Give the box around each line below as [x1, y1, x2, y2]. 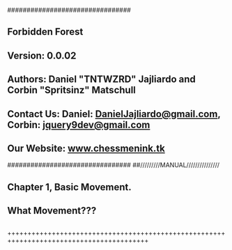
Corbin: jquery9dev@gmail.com [7, 118, 150, 131]
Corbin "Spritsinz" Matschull [7, 84, 136, 96]
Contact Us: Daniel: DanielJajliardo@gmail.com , [7, 108, 221, 120]
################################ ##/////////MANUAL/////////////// [7, 161, 220, 169]
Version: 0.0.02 [7, 49, 77, 61]
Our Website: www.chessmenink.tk [7, 142, 165, 154]
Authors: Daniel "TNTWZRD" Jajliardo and [7, 73, 196, 86]
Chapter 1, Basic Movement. [7, 181, 132, 193]
